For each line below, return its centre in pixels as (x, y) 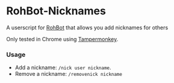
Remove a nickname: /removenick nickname (68, 74)
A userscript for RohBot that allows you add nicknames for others (87, 27)
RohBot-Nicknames (56, 11)
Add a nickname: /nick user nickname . (63, 67)
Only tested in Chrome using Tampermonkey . (62, 39)
